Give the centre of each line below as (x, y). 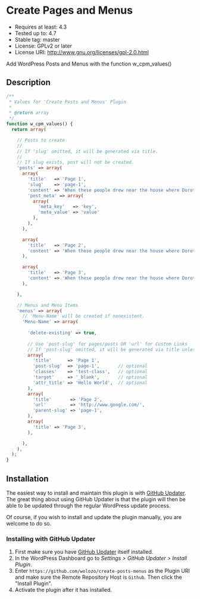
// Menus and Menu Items (48, 305)
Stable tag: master (37, 39)
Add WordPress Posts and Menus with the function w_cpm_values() (89, 64)
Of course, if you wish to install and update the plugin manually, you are (94, 517)
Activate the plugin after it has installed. (63, 590)
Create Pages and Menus (69, 10)
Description (28, 83)
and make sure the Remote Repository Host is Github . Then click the (99, 577)
